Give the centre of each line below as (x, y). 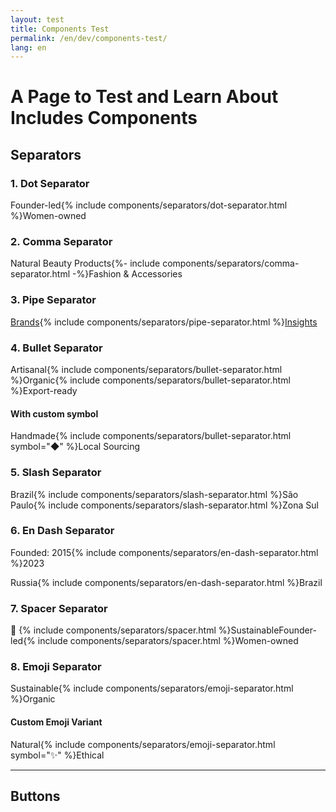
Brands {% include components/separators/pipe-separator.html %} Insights (164, 322)
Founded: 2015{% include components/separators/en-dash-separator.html (164, 552)
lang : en (28, 47)
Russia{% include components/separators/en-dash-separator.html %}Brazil (166, 582)
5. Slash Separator (56, 473)
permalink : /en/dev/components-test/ (89, 38)
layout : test (37, 19)
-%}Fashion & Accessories (127, 274)
